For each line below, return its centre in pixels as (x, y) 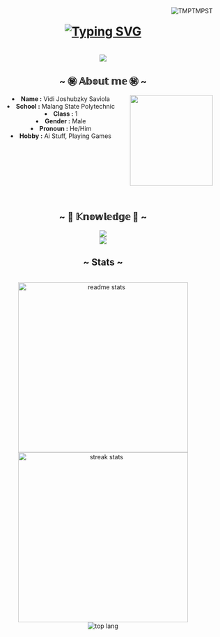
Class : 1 (65, 114)
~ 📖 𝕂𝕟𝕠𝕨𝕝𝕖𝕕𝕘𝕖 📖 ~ (103, 217)
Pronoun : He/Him (65, 128)
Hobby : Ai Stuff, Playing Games (65, 136)
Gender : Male (65, 121)
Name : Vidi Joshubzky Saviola (65, 99)
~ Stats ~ (103, 262)
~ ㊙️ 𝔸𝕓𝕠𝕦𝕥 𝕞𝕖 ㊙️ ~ (103, 82)
